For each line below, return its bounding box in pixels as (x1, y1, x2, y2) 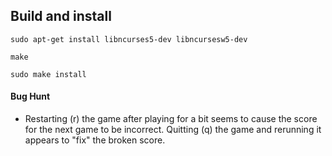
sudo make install (10, 69, 87, 79)
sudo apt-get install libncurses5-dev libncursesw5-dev (10, 34, 248, 44)
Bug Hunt (10, 90, 51, 103)
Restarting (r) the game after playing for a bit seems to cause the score (24, 113, 318, 125)
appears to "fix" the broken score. (24, 134, 166, 146)
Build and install (10, 8, 112, 25)
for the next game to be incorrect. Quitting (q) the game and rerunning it (24, 124, 322, 136)
